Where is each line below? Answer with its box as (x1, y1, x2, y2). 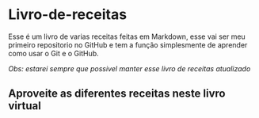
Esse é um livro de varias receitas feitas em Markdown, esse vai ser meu (8, 32, 246, 41)
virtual (8, 99, 41, 112)
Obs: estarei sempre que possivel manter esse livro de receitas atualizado (8, 63, 251, 73)
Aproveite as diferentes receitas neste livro (8, 87, 226, 101)
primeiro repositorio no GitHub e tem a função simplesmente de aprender (8, 40, 248, 49)
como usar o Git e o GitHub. (8, 48, 99, 58)
